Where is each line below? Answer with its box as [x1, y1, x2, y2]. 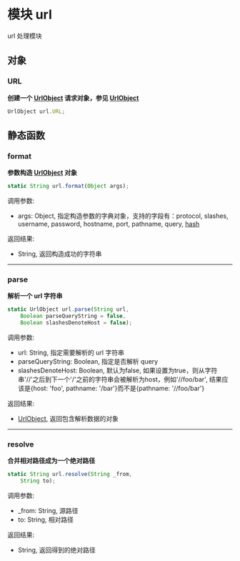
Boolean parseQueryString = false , [20, 312, 126, 320]
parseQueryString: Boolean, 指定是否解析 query [17, 357, 159, 365]
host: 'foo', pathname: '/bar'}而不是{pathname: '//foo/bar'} [33, 384, 205, 392]
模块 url [7, 6, 52, 23]
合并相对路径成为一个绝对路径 [7, 457, 95, 465]
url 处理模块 [7, 31, 43, 40]
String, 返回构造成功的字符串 [17, 249, 102, 258]
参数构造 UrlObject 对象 [7, 169, 77, 177]
